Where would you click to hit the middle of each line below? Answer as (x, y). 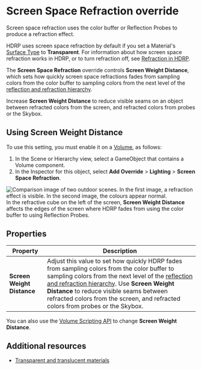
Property (25, 250)
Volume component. (40, 165)
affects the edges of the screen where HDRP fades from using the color (95, 208)
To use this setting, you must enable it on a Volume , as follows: (84, 147)
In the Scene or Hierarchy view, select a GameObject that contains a (99, 159)
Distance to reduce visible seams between (108, 291)
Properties (26, 234)
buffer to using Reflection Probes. (48, 215)
